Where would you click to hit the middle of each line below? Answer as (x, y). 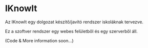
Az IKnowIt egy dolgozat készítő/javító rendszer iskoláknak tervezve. (74, 22)
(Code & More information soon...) (40, 40)
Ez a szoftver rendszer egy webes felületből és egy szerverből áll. (71, 31)
